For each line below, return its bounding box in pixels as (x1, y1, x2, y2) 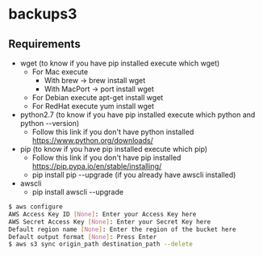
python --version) (19, 119, 80, 128)
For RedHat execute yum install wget (31, 102, 155, 111)
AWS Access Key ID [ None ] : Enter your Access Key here (8, 210, 197, 218)
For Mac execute (31, 67, 89, 77)
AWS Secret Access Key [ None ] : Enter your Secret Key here (8, 217, 211, 226)
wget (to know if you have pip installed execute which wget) (19, 58, 220, 68)
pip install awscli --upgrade (31, 187, 123, 196)
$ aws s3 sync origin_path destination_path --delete (8, 240, 194, 249)
